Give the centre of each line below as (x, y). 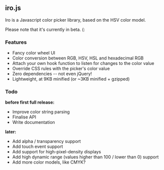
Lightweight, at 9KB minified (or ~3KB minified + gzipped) (71, 79)
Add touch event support (37, 146)
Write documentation (33, 122)
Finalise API (24, 117)
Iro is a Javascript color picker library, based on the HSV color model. (76, 20)
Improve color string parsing (41, 112)
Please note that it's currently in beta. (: (45, 29)
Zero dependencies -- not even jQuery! (52, 74)
